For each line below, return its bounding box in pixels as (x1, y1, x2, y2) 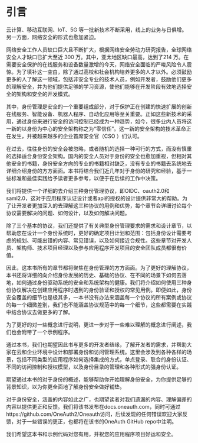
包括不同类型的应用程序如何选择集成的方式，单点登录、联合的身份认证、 (16, 355, 192, 363)
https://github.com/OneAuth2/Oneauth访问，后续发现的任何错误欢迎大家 (6, 410, 183, 418)
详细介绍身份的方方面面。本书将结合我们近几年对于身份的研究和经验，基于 (6, 167, 187, 174)
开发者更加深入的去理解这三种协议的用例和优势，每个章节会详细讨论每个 (16, 202, 192, 209)
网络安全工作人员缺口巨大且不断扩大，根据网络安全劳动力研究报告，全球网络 (6, 46, 192, 53)
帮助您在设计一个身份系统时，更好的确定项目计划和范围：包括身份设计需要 (6, 229, 187, 237)
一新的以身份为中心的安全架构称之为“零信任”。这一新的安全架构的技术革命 (6, 125, 187, 132)
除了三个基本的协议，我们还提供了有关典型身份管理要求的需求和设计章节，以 (6, 222, 192, 229)
